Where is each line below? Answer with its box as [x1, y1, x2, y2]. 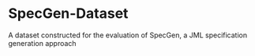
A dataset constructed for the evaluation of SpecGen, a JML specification [8, 30, 247, 40]
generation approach [8, 38, 77, 47]
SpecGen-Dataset [8, 5, 129, 23]
